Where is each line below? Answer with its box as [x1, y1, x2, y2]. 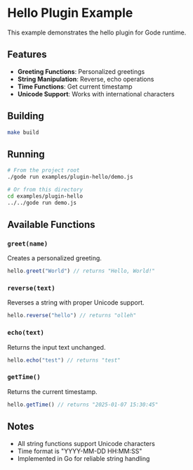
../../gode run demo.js [7, 199, 77, 206]
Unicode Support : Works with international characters [17, 89, 175, 98]
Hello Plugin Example [7, 5, 133, 21]
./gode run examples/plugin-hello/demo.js [7, 174, 133, 181]
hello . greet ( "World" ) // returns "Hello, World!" [7, 267, 156, 275]
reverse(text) [7, 284, 55, 293]
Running [7, 148, 46, 160]
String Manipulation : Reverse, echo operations [17, 75, 154, 83]
